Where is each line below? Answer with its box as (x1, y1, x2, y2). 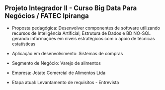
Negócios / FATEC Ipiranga (4, 12, 89, 20)
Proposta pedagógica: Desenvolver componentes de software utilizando (11, 25, 160, 31)
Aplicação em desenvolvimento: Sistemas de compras (11, 50, 123, 56)
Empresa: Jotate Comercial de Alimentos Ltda (11, 70, 106, 76)
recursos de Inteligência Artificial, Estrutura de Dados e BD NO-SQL (11, 30, 151, 36)
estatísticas (11, 41, 36, 47)
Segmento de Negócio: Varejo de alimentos (11, 60, 101, 66)
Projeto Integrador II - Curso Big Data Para (4, 4, 137, 12)
